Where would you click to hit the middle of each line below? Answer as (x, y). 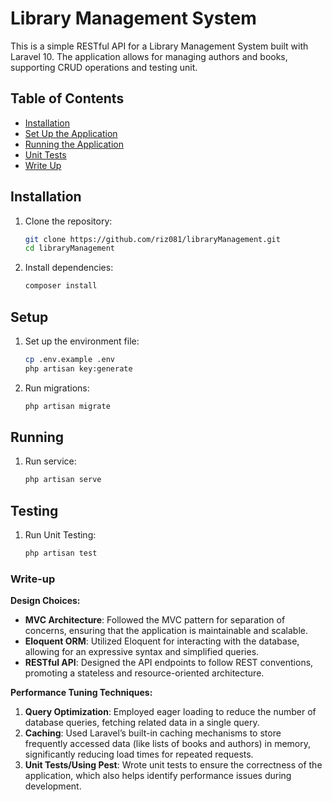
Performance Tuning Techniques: (81, 693)
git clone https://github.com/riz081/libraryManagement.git (152, 239)
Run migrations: (57, 388)
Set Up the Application (71, 133)
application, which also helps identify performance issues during (158, 776)
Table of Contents (67, 98)
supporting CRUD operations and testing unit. (104, 67)
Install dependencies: (69, 268)
